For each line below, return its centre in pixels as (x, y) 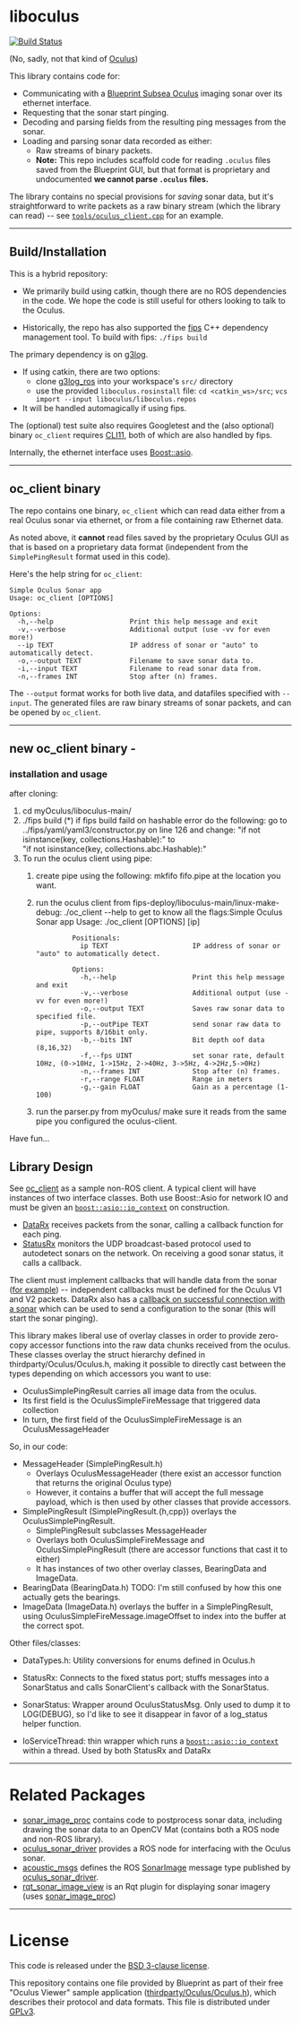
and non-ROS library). (63, 1839)
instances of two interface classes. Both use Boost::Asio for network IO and (149, 1198)
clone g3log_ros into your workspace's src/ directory (134, 381)
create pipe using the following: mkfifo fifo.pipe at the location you (158, 876)
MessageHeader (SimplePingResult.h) (92, 1464)
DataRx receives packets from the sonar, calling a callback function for (153, 1225)
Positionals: (96, 938)
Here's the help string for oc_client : (76, 573)
